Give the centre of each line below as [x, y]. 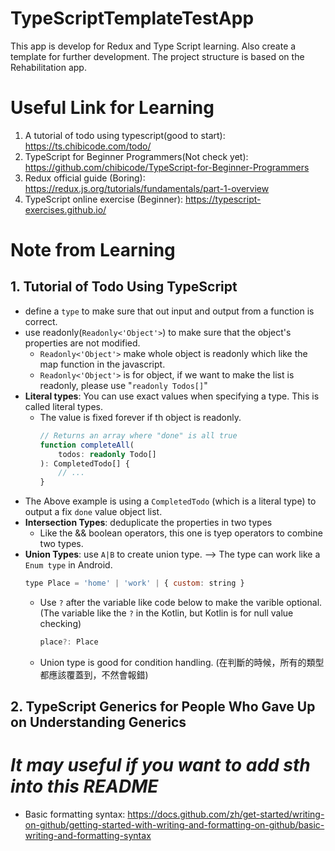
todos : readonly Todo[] [107, 454]
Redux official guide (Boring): [85, 178]
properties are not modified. [82, 343]
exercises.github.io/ [65, 209]
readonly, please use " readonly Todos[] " [123, 385]
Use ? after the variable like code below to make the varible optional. [181, 602]
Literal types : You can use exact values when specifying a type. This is [172, 396]
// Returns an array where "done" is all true [138, 435]
